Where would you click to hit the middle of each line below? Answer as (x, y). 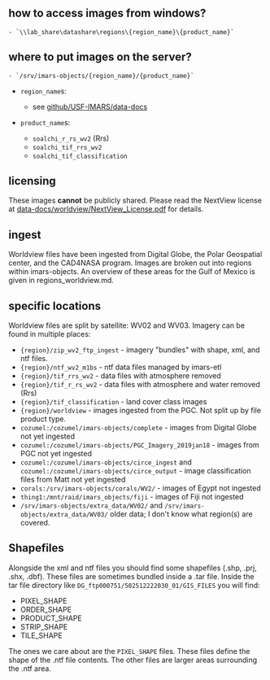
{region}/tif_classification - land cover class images (113, 402)
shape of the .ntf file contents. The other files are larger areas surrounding (133, 660)
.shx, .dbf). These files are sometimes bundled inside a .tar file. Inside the (131, 576)
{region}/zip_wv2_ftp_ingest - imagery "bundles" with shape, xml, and (140, 350)
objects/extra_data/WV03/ (64, 515)
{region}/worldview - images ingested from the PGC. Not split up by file (141, 411)
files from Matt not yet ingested (73, 480)
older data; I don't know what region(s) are (181, 514)
